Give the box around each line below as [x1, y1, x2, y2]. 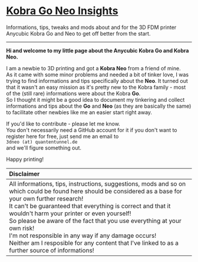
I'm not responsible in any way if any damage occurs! [9, 231, 157, 240]
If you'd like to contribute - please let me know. [6, 120, 121, 127]
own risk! [9, 224, 35, 232]
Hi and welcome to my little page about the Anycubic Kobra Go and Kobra [6, 47, 189, 54]
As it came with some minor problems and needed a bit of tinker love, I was [6, 71, 189, 78]
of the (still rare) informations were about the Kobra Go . [6, 90, 141, 97]
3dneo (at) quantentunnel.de [6, 139, 78, 145]
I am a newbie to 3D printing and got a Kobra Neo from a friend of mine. [6, 64, 181, 72]
